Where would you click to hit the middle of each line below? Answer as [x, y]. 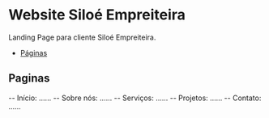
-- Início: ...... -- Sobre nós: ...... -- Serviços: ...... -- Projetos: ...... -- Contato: [135, 98]
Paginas [29, 78]
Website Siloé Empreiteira [97, 15]
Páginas [34, 53]
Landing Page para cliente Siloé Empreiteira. [82, 37]
